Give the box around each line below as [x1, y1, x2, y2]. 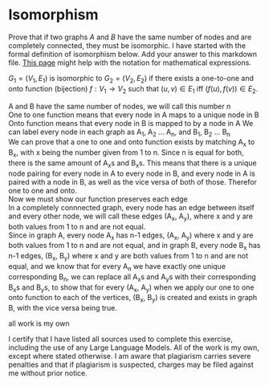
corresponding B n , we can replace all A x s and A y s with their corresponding [8, 271, 257, 283]
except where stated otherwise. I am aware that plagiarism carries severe [8, 351, 251, 361]
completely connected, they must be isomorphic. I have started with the [8, 40, 247, 50]
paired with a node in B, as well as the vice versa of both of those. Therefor [8, 177, 257, 186]
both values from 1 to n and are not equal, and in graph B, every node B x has [8, 241, 261, 252]
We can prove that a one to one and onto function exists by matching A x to [8, 137, 255, 149]
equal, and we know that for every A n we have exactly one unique [8, 261, 226, 273]
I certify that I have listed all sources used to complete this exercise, [8, 335, 233, 344]
